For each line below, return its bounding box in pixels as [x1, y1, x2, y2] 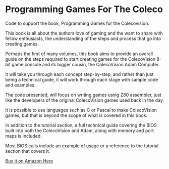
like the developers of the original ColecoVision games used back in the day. [5, 97, 164, 103]
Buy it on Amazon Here [5, 158, 53, 164]
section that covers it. [5, 148, 50, 154]
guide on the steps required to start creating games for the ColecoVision [5, 56, 156, 62]
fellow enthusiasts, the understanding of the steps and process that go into [5, 35, 161, 41]
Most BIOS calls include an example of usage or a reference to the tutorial [5, 143, 159, 149]
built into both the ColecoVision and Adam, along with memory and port [5, 128, 154, 134]
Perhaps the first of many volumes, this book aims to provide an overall [5, 51, 153, 57]
